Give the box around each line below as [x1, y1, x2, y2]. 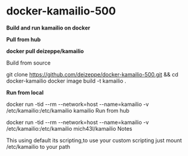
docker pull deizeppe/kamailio [6, 47, 84, 55]
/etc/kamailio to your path [6, 143, 71, 150]
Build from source [6, 59, 51, 66]
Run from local [6, 89, 44, 96]
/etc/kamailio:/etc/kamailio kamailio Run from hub [6, 107, 130, 114]
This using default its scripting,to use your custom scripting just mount [6, 137, 183, 144]
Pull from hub [6, 36, 41, 43]
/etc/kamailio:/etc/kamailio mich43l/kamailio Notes [6, 125, 132, 132]
